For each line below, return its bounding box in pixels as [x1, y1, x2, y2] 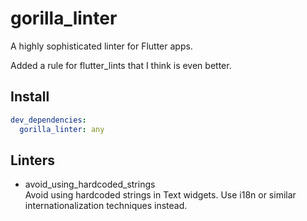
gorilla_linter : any [19, 124, 105, 134]
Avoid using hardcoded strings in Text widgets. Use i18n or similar [24, 189, 297, 201]
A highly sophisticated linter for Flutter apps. [10, 40, 193, 52]
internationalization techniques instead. [24, 200, 188, 212]
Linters [10, 152, 55, 169]
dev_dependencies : [10, 115, 87, 125]
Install [10, 88, 50, 106]
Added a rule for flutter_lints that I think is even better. [10, 59, 232, 71]
